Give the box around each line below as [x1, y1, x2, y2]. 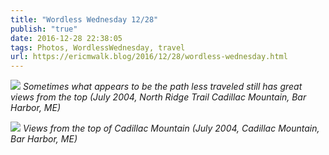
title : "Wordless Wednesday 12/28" [10, 14, 159, 25]
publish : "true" [10, 24, 78, 34]
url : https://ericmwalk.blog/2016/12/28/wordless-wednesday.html [10, 52, 288, 62]
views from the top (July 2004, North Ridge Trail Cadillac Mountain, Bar [10, 91, 307, 103]
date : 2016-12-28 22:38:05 [10, 33, 123, 43]
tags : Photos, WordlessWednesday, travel [10, 42, 186, 53]
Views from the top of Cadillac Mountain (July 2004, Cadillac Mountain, [22, 122, 320, 135]
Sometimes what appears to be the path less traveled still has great [22, 81, 303, 93]
